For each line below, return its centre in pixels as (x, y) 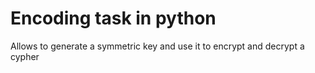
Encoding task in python (113, 18)
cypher (25, 56)
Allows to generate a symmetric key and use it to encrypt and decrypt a (157, 46)
